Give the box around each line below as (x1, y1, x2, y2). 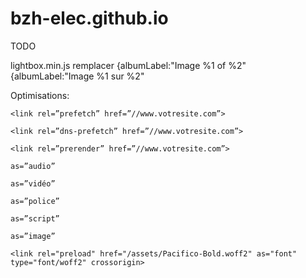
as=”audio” (10, 161, 56, 171)
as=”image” (10, 231, 56, 241)
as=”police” (10, 196, 60, 206)
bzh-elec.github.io (10, 7, 169, 30)
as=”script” (10, 213, 60, 224)
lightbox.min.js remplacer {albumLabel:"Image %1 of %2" (10, 59, 247, 71)
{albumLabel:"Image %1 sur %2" (10, 70, 145, 82)
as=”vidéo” (10, 178, 56, 189)
